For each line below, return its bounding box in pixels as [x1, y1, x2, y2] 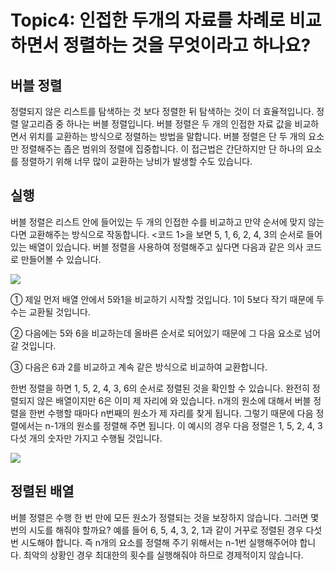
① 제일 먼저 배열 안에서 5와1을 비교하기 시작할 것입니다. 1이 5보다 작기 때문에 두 [10, 293, 325, 305]
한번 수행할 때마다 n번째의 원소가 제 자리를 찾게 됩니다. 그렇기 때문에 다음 [28, 407, 314, 419]
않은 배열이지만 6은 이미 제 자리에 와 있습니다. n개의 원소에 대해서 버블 [36, 394, 312, 406]
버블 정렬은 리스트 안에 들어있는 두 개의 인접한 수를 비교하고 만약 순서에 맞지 [10, 216, 307, 228]
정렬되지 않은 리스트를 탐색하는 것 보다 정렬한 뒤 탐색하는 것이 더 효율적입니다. [10, 106, 315, 117]
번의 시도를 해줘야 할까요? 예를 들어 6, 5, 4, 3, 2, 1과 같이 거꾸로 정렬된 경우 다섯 [10, 524, 323, 536]
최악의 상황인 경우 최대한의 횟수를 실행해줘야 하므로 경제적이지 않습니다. [23, 549, 304, 561]
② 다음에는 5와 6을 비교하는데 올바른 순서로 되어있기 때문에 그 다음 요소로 [10, 327, 303, 339]
